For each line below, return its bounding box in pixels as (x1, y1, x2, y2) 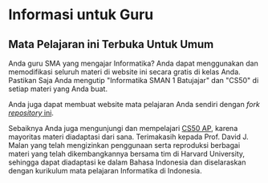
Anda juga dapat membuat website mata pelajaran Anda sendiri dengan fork (8, 100, 261, 109)
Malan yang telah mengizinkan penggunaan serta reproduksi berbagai (8, 141, 241, 149)
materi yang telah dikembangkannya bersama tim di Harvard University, (8, 149, 246, 158)
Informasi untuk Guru (8, 6, 154, 24)
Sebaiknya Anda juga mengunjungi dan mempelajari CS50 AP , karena (8, 124, 238, 133)
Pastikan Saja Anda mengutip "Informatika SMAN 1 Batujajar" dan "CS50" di (8, 76, 259, 85)
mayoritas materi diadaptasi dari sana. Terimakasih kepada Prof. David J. (8, 132, 249, 141)
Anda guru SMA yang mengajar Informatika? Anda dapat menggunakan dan (8, 58, 258, 68)
